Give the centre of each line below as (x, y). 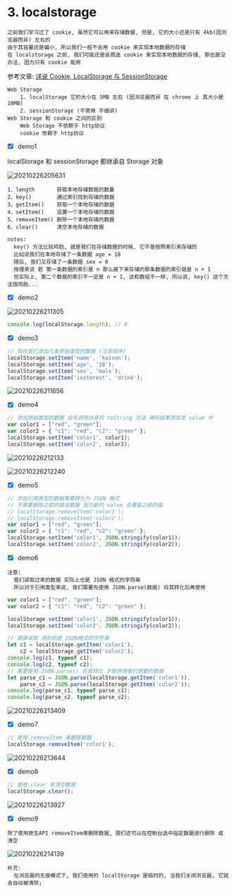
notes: (17, 240)
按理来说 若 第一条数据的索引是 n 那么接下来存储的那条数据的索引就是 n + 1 (112, 269)
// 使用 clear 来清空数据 (42, 785)
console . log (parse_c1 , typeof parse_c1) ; (69, 691)
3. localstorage (52, 12)
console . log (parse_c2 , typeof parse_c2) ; (69, 697)
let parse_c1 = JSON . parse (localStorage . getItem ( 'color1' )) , (99, 677)
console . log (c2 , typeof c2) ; (50, 664)
